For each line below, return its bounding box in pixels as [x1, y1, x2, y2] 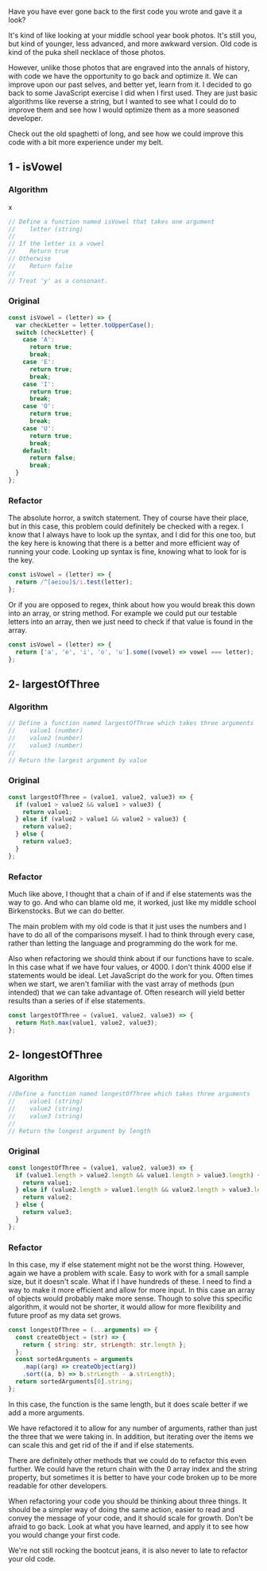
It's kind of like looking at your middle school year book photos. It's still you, [8, 31, 257, 40]
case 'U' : [22, 425, 56, 433]
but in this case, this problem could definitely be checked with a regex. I [8, 522, 244, 531]
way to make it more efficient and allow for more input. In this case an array [8, 1285, 256, 1294]
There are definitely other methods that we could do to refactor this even [8, 1455, 247, 1465]
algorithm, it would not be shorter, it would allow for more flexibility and [8, 1301, 241, 1311]
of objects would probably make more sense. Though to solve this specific [8, 1294, 253, 1303]
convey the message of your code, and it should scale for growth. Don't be [8, 1513, 253, 1523]
